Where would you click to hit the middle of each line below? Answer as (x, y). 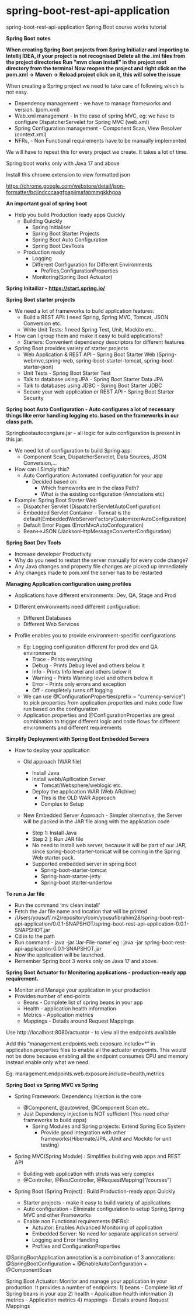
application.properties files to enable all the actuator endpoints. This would (96, 1050)
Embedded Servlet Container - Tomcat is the (77, 512)
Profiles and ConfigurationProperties (76, 1246)
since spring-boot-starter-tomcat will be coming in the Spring (106, 851)
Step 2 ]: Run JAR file (58, 839)
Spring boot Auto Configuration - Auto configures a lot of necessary (90, 409)
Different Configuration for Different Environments (92, 264)
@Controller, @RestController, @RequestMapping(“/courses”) (97, 1180)
